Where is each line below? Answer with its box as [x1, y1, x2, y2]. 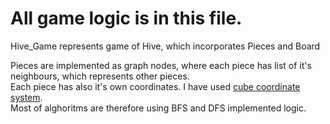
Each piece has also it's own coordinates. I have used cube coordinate [10, 80, 301, 92]
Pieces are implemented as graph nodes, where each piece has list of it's [10, 59, 312, 71]
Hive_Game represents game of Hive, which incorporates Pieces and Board [10, 40, 321, 52]
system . [10, 91, 43, 103]
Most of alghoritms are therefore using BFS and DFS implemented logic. [10, 102, 307, 114]
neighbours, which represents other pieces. [10, 70, 190, 82]
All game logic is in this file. [10, 7, 243, 30]
